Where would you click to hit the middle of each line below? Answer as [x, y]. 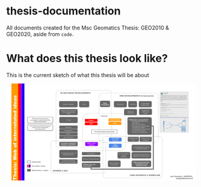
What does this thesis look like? [87, 59]
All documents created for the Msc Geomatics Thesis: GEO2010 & [88, 28]
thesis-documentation [63, 11]
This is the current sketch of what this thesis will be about [78, 75]
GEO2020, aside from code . [40, 34]
